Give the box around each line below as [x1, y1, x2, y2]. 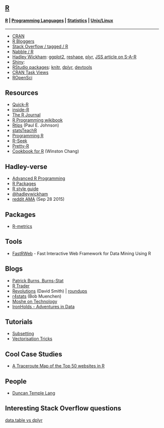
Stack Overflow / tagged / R [12, 43, 68, 49]
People [5, 377, 27, 385]
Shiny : [12, 59, 25, 65]
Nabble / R [12, 48, 34, 54]
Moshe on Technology [12, 298, 58, 304]
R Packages [12, 181, 37, 187]
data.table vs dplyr [5, 417, 43, 423]
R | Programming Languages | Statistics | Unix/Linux [5, 17, 113, 23]
